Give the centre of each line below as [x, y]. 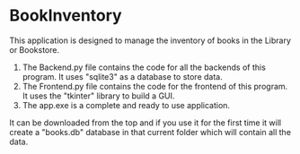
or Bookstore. [35, 49]
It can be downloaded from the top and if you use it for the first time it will [145, 123]
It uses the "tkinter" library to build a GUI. [98, 96]
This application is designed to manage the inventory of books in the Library [150, 40]
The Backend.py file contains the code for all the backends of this [144, 67]
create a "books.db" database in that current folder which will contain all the [150, 132]
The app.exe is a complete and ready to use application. [126, 105]
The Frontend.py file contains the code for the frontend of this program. [155, 86]
